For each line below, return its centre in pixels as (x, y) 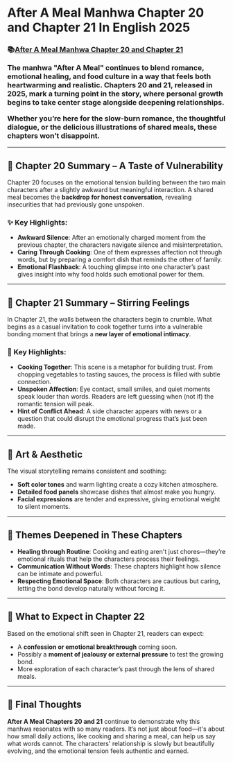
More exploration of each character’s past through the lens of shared (116, 669)
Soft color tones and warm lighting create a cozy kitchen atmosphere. (118, 485)
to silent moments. (44, 507)
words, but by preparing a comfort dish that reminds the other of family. (120, 260)
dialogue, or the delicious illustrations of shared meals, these (112, 127)
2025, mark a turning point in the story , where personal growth (115, 94)
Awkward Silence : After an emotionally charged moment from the (111, 238)
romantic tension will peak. (55, 404)
